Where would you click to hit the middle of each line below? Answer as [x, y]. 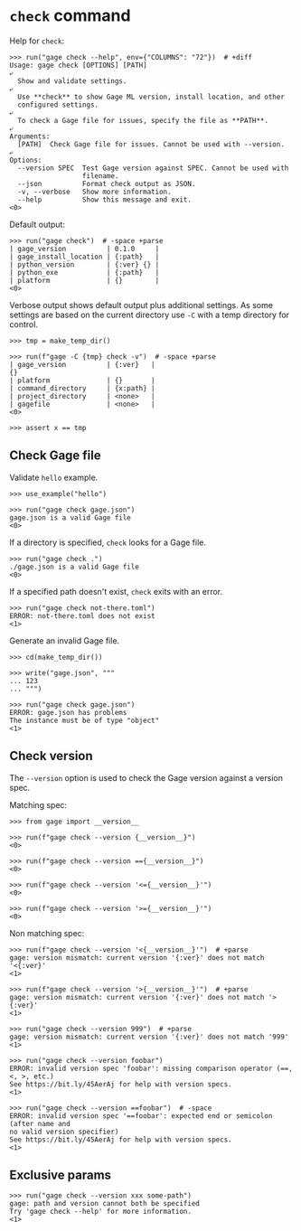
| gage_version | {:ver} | [82, 364]
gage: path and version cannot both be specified [105, 1204]
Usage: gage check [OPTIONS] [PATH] [78, 65]
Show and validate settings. [72, 81]
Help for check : [37, 41]
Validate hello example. [54, 477]
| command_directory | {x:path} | [82, 388]
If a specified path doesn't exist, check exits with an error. [116, 591]
